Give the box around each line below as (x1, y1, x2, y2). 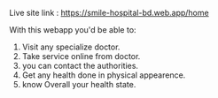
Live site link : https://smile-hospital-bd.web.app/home (9, 8, 210, 18)
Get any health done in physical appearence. (21, 70, 186, 80)
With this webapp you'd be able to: (9, 25, 136, 34)
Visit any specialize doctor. (21, 41, 121, 52)
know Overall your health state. (21, 79, 136, 89)
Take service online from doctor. (21, 51, 141, 61)
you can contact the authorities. (21, 61, 139, 71)
